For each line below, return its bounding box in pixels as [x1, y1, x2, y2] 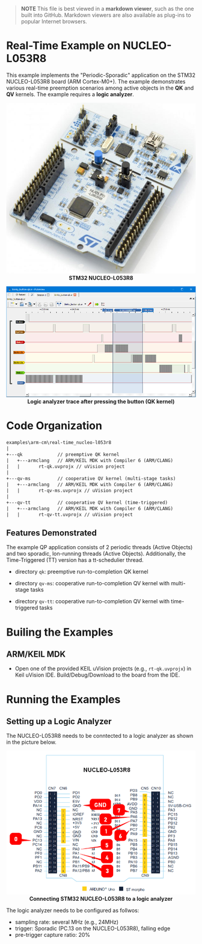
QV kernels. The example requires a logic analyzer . [6, 90, 134, 98]
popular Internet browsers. [20, 18, 87, 25]
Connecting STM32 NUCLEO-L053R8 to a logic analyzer [29, 895, 173, 902]
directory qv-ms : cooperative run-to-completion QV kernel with [14, 580, 170, 587]
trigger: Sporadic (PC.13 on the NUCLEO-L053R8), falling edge [14, 925, 171, 932]
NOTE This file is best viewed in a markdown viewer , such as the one [20, 5, 194, 12]
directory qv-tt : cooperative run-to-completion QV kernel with [14, 598, 170, 605]
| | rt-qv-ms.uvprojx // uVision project [6, 487, 133, 493]
